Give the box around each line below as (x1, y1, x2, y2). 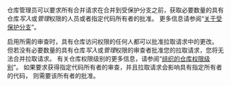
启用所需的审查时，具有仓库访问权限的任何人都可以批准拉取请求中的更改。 (7, 38, 218, 46)
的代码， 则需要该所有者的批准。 (7, 72, 100, 80)
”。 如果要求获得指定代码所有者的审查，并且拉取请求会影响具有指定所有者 (13, 63, 223, 71)
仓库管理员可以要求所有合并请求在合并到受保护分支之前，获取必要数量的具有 (7, 6, 224, 14)
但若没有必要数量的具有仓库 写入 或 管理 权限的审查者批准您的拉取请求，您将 (7, 46, 218, 54)
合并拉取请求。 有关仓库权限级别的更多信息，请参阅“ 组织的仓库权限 (12, 55, 205, 63)
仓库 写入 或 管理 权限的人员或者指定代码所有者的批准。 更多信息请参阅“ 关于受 (7, 14, 223, 23)
